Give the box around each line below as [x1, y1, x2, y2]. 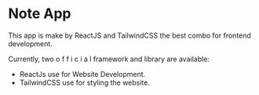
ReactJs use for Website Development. [19, 69, 146, 79]
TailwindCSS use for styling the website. [19, 78, 151, 87]
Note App [8, 5, 72, 23]
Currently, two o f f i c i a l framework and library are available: [8, 54, 210, 64]
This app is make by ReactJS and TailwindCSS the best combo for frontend [8, 31, 251, 40]
